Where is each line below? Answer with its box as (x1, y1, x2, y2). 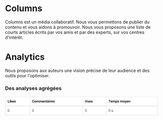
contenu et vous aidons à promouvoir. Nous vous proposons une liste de (5, 24, 151, 30)
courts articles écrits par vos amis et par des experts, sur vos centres (5, 29, 145, 35)
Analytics (5, 51, 45, 63)
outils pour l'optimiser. (5, 72, 50, 78)
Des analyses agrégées (5, 85, 62, 91)
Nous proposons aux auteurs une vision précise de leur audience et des (5, 68, 150, 73)
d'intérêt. (5, 34, 23, 40)
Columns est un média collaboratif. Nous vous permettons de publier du (5, 19, 150, 25)
